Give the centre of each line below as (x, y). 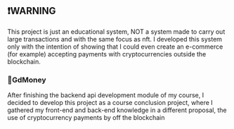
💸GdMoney (27, 80)
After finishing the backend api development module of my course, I (106, 95)
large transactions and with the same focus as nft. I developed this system (115, 39)
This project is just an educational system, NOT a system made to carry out (116, 31)
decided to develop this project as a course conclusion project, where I (110, 103)
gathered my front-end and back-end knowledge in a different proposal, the (117, 110)
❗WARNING (32, 11)
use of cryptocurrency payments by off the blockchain (86, 118)
